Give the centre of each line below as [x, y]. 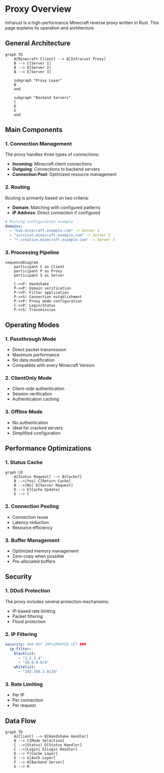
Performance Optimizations [48, 449]
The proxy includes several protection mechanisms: [57, 601]
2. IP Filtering [21, 634]
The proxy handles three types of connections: [52, 154]
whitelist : [25, 667]
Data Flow [21, 721]
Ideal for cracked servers [37, 428]
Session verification [32, 394]
